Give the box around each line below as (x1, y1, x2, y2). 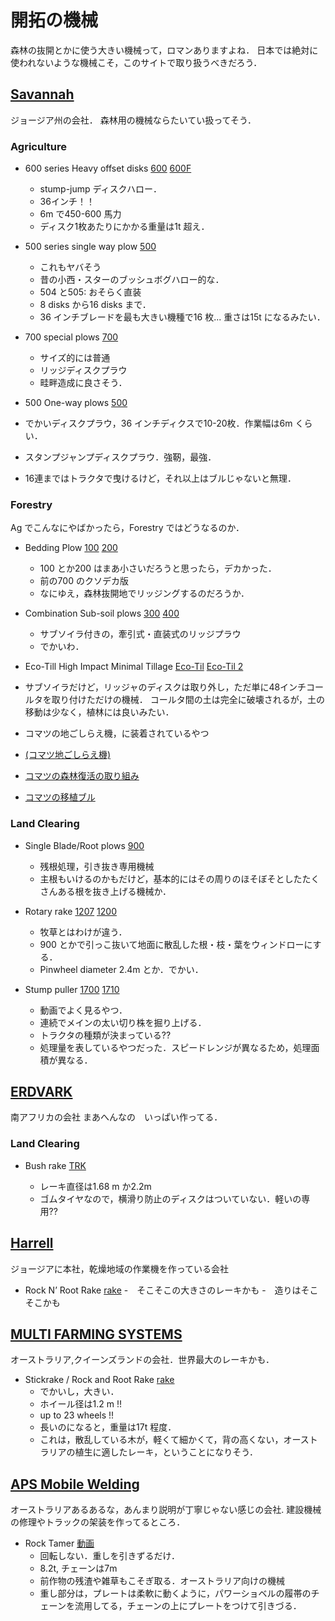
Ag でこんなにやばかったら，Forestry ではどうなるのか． (10, 522, 245, 534)
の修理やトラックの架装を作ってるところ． (10, 1516, 186, 1528)
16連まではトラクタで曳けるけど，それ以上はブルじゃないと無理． (24, 472, 297, 485)
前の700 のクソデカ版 (39, 575, 129, 587)
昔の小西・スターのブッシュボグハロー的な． (39, 274, 225, 286)
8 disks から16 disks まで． (39, 299, 152, 311)
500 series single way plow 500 (24, 241, 157, 253)
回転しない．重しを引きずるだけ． (39, 1550, 180, 1562)
